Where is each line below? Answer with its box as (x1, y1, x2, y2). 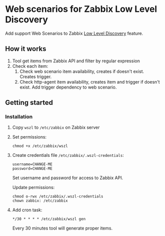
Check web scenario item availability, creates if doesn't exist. (19, 68, 144, 74)
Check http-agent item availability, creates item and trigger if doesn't (19, 79, 160, 85)
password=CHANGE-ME (12, 166, 53, 171)
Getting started (5, 98, 53, 107)
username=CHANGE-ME (12, 162, 53, 167)
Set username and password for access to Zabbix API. (12, 175, 124, 181)
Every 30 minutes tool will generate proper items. (12, 225, 113, 231)
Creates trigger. (19, 73, 52, 80)
